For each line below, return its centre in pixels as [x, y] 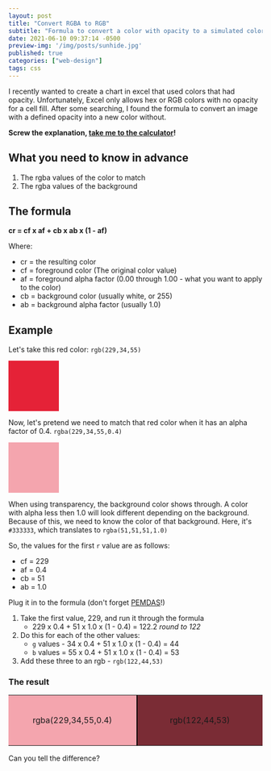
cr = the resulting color [58, 262]
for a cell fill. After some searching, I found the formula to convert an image [133, 108]
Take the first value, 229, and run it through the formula [112, 619]
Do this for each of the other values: [80, 636]
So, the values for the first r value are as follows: [89, 546]
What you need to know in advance [99, 158]
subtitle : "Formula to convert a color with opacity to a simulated [126, 31]
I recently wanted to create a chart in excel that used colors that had [122, 91]
